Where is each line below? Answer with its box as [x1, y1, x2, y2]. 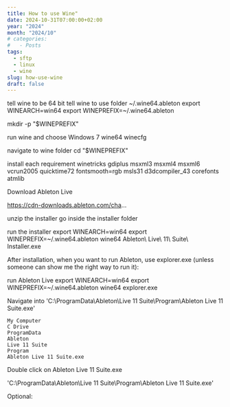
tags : [7, 49, 23, 56]
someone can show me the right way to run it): [7, 263, 139, 272]
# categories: [7, 36, 48, 43]
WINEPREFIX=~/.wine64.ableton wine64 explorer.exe [7, 283, 158, 292]
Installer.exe [7, 242, 41, 251]
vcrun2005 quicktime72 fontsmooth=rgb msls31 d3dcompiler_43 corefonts [7, 167, 220, 175]
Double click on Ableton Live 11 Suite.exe [7, 366, 122, 374]
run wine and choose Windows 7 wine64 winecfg [7, 133, 147, 142]
